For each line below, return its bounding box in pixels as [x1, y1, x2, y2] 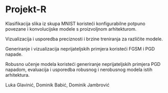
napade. [5, 51, 23, 57]
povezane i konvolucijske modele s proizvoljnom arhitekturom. [5, 26, 137, 32]
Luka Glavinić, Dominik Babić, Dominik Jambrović [5, 82, 110, 88]
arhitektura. [5, 72, 30, 78]
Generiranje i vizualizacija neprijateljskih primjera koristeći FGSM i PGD [5, 45, 155, 52]
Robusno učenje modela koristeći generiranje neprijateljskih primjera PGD [5, 61, 161, 67]
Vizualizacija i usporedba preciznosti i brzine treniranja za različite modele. [5, 36, 163, 42]
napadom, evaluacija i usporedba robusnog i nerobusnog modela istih [5, 66, 153, 73]
